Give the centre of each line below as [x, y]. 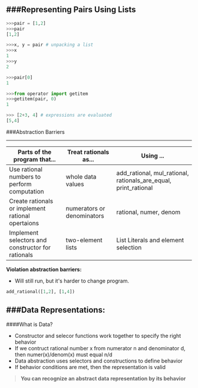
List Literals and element [150, 240]
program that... [34, 159]
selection [129, 247]
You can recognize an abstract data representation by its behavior [103, 378]
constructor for [30, 247]
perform [20, 184]
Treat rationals [88, 152]
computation [27, 191]
